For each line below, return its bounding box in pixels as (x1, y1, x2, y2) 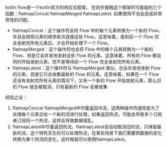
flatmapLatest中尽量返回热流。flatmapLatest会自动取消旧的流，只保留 (12, 124, 157, 129)
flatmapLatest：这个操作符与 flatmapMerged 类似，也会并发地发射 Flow (12, 65, 161, 71)
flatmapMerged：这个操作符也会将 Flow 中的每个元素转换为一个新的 (12, 46, 153, 52)
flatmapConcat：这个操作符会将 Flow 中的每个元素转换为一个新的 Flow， (12, 27, 163, 33)
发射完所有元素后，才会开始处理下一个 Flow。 (17, 40, 112, 46)
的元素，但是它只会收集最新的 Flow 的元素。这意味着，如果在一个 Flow (12, 71, 159, 77)
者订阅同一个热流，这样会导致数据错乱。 (12, 117, 96, 123)
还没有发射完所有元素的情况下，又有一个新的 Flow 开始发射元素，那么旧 (12, 77, 161, 83)
